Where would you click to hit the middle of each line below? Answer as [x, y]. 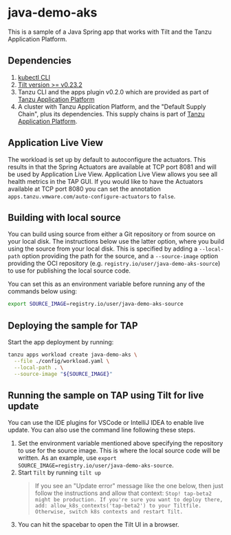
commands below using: [43, 291]
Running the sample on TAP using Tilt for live [106, 395]
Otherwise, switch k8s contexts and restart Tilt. [109, 512]
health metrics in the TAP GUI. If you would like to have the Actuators [106, 181]
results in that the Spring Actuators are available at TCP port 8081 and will [112, 167]
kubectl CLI [34, 77]
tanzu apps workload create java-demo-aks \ [73, 355]
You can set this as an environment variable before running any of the [107, 284]
